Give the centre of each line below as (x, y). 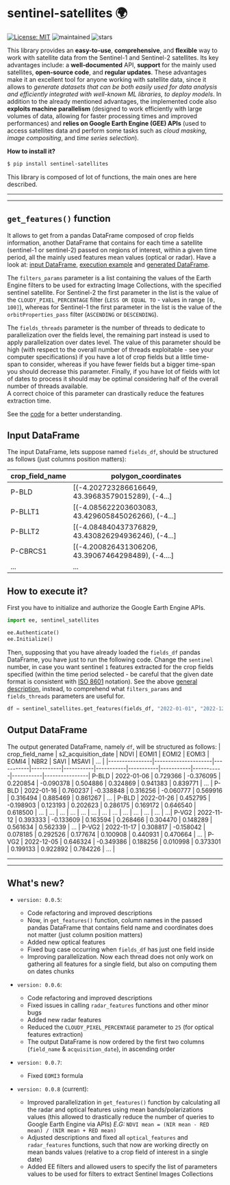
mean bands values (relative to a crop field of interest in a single (118, 1152)
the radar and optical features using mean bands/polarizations (115, 1109)
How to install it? (31, 151)
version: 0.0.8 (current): (53, 1089)
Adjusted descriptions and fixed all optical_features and (107, 1138)
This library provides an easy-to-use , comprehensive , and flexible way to (112, 50)
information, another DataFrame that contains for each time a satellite (105, 242)
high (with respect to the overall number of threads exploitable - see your (111, 349)
